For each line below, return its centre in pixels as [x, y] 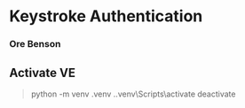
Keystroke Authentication [106, 16]
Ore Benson [35, 44]
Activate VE [42, 73]
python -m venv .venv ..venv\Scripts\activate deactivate [133, 94]
